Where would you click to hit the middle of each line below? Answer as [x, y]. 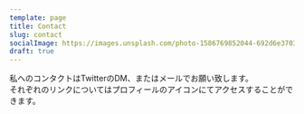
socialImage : [34, 43]
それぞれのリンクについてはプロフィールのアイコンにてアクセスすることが [147, 90]
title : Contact [38, 26]
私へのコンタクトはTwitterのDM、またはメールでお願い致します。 [131, 79]
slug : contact [36, 34]
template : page [38, 18]
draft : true [32, 52]
